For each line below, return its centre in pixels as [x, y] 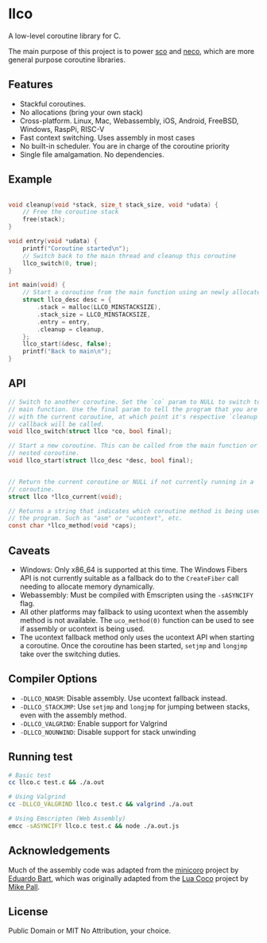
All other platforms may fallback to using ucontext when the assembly [134, 612]
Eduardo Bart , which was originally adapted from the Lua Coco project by [128, 878]
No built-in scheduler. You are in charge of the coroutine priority [125, 146]
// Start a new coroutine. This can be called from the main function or [133, 446]
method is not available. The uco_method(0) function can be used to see [137, 620]
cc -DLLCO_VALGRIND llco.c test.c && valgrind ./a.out [101, 804]
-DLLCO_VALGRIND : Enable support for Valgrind [93, 723]
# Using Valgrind [37, 797]
